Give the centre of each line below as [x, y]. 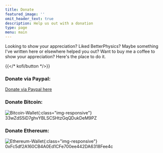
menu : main [16, 32]
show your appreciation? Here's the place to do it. [55, 56]
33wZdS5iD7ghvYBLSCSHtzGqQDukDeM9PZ [51, 118]
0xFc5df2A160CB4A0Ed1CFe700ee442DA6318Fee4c [59, 146]
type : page [16, 28]
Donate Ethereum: [27, 131]
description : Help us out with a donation [49, 23]
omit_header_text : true [29, 19]
